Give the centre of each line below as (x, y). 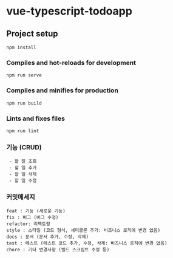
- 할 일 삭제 (23, 174)
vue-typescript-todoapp (69, 11)
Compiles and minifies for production (62, 90)
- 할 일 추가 (23, 168)
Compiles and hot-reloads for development (71, 63)
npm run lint (23, 131)
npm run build (24, 103)
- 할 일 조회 (23, 161)
